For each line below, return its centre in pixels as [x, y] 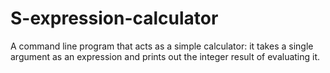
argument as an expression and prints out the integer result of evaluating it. [165, 56]
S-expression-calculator [114, 18]
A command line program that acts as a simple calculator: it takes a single [162, 46]
